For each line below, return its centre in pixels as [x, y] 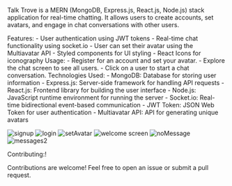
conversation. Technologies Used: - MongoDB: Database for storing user [112, 75]
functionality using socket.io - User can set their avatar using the [100, 46]
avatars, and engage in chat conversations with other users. [93, 25]
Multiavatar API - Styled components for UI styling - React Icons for [104, 53]
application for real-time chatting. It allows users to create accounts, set [110, 17]
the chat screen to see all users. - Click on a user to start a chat [98, 68]
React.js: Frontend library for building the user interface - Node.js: [102, 90]
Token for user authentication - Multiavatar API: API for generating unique [113, 112]
